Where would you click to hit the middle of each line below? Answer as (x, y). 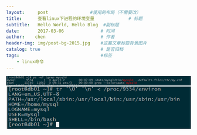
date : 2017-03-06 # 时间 (60, 31)
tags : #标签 (59, 56)
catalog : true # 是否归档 (65, 50)
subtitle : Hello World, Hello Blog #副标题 (62, 25)
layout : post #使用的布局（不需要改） (74, 12)
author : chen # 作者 (60, 37)
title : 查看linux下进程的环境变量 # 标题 (74, 18)
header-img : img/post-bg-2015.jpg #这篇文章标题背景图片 (77, 43)
